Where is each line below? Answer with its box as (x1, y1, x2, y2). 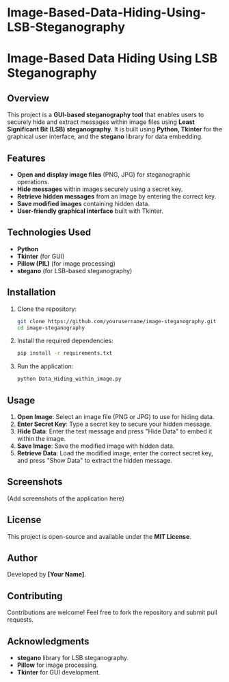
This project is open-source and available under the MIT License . (7, 532, 191, 540)
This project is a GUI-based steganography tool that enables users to (7, 111, 204, 119)
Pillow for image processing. (16, 661, 98, 669)
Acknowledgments (7, 635, 90, 647)
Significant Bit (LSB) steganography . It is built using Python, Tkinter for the (7, 125, 223, 134)
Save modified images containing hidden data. (16, 200, 150, 207)
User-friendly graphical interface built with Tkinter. (16, 207, 164, 215)
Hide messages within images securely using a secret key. (16, 185, 183, 193)
